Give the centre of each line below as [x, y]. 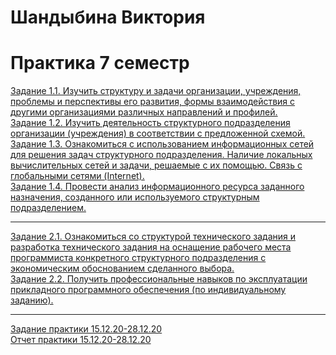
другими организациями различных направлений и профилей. [144, 112]
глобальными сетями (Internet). [77, 176]
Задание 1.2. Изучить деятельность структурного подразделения [150, 123]
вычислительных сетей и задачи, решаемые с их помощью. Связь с [156, 165]
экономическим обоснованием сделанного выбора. [122, 268]
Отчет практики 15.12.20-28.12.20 [81, 340]
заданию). [32, 300]
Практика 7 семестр [100, 63]
